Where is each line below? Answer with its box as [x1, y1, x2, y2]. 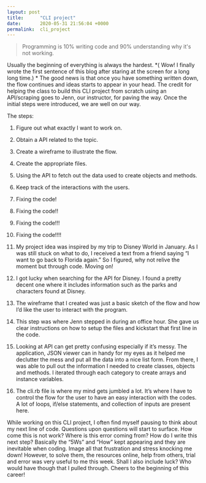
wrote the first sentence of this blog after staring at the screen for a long [7, 68, 189, 75]
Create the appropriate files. [15, 160, 88, 168]
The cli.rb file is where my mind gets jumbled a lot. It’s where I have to [15, 387, 193, 395]
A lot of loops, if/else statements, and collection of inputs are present [15, 400, 191, 408]
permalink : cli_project [7, 26, 71, 33]
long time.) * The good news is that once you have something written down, [7, 74, 199, 82]
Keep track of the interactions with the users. [15, 184, 130, 191]
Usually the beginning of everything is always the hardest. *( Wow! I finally [7, 61, 195, 69]
